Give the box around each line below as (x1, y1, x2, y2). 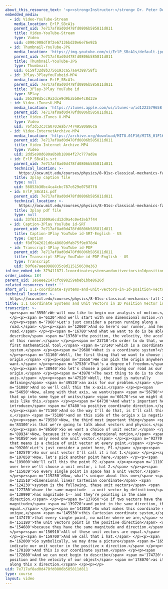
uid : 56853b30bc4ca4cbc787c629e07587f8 (14, 184, 97, 189)
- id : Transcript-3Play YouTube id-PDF (9, 245, 93, 250)
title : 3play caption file (14, 175, 70, 180)
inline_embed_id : (5, 268, 41, 273)
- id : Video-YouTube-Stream (9, 17, 68, 22)
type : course (5, 571, 32, 576)
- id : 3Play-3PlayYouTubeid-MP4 (9, 73, 77, 78)
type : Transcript (14, 259, 50, 264)
